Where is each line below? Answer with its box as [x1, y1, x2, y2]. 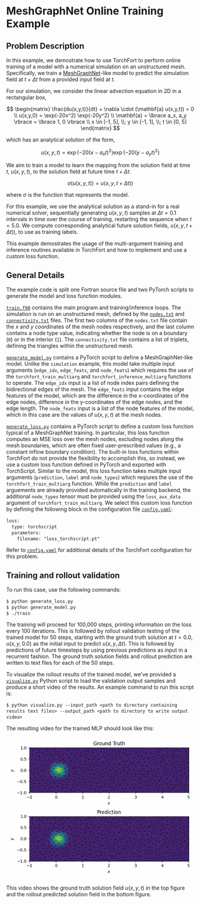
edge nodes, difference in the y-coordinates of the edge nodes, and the [6, 399, 183, 406]
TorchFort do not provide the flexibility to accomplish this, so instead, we [6, 454, 185, 462]
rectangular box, [6, 94, 47, 101]
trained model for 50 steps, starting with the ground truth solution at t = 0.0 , [6, 634, 193, 641]
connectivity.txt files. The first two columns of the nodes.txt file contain [6, 317, 188, 324]
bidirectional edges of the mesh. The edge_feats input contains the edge [6, 385, 184, 393]
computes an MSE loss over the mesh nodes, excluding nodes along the [6, 436, 184, 443]
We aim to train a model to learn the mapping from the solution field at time [6, 162, 190, 169]
